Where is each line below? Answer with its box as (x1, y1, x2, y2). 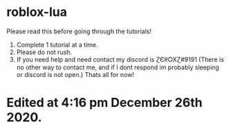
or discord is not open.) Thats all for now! (16, 70, 134, 78)
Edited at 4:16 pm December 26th (6, 95, 203, 111)
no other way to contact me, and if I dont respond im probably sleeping (16, 63, 219, 71)
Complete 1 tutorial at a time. (16, 40, 98, 49)
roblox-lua (6, 4, 67, 20)
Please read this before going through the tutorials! (6, 27, 151, 35)
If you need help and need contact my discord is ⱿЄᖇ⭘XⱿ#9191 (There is (16, 55, 224, 63)
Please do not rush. (16, 48, 73, 56)
